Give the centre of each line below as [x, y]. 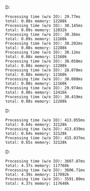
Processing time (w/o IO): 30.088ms [44, 79]
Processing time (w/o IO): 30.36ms [43, 35]
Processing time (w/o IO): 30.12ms [43, 52]
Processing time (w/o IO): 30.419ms [44, 97]
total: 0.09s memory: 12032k [36, 30]
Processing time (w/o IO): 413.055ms [45, 120]
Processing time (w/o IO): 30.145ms [44, 25]
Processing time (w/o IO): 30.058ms [44, 61]
